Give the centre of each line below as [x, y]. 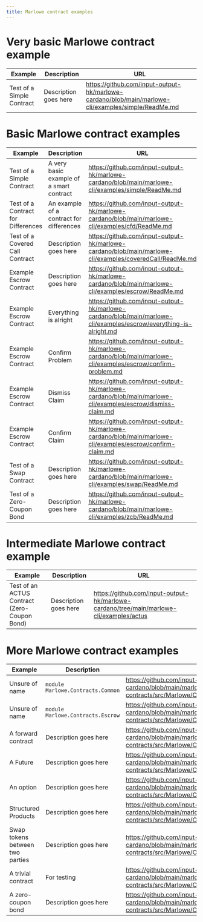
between [22, 845]
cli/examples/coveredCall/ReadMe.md [143, 258]
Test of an [24, 586]
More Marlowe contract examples [93, 650]
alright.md [103, 331]
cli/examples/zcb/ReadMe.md [131, 516]
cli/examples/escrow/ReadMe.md [136, 291]
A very [57, 163]
